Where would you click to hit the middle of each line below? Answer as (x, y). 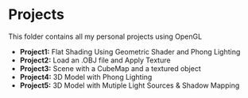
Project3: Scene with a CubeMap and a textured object (110, 68)
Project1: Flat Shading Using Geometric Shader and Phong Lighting (130, 51)
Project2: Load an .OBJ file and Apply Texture (95, 60)
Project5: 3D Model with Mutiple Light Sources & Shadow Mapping (130, 85)
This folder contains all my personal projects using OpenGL (105, 36)
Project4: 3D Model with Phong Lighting (86, 77)
